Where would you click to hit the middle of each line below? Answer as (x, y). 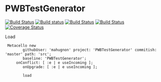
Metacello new (22, 45)
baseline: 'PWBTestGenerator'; (55, 58)
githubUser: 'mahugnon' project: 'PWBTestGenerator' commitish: (90, 50)
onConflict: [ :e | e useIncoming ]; (54, 62)
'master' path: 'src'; (28, 54)
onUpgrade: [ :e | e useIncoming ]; (60, 67)
